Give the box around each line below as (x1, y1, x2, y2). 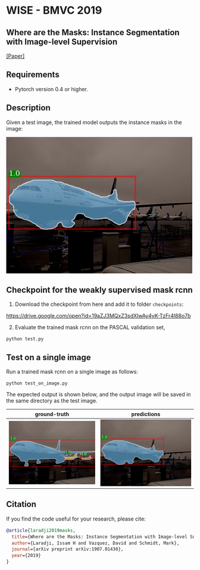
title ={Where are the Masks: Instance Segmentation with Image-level (11, 534, 187, 540)
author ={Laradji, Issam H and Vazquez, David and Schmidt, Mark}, (11, 540, 180, 546)
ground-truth (35, 410, 70, 417)
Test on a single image (6, 352, 91, 363)
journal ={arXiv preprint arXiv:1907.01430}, (11, 546, 124, 552)
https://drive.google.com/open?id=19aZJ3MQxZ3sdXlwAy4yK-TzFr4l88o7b (6, 312, 192, 320)
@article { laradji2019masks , (6, 527, 76, 534)
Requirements (6, 70, 60, 80)
